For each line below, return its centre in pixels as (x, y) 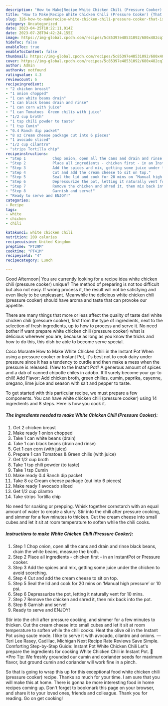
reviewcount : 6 (21, 79)
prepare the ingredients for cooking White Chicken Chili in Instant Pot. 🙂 (80, 651)
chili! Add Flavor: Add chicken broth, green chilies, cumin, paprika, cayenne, (84, 378)
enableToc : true (22, 47)
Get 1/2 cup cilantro (33, 491)
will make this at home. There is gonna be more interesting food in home (80, 682)
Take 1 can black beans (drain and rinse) (54, 443)
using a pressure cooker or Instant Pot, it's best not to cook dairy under (79, 357)
